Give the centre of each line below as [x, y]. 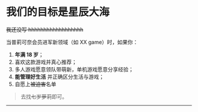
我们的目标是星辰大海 [58, 12]
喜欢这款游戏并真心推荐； [46, 62]
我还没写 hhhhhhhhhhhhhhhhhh [45, 29]
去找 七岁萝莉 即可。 [44, 96]
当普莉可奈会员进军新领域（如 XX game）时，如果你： [72, 42]
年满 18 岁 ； [29, 54]
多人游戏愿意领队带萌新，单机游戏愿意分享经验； [74, 69]
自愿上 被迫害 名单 [35, 84]
